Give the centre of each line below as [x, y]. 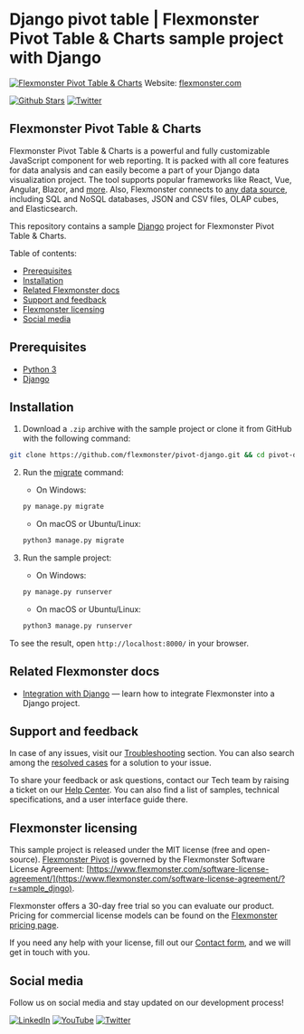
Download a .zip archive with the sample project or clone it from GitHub [157, 429]
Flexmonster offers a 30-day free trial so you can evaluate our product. [142, 906]
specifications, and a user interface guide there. [99, 799]
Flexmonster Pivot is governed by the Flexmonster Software [153, 859]
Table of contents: [43, 253]
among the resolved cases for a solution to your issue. [110, 763]
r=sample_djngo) [41, 888]
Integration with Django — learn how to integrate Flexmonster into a [148, 694]
